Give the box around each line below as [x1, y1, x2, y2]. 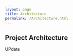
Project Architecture [5, 34, 68, 42]
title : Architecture [5, 11, 47, 16]
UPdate [5, 46, 20, 52]
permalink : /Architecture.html [5, 16, 69, 21]
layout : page [5, 7, 32, 12]
